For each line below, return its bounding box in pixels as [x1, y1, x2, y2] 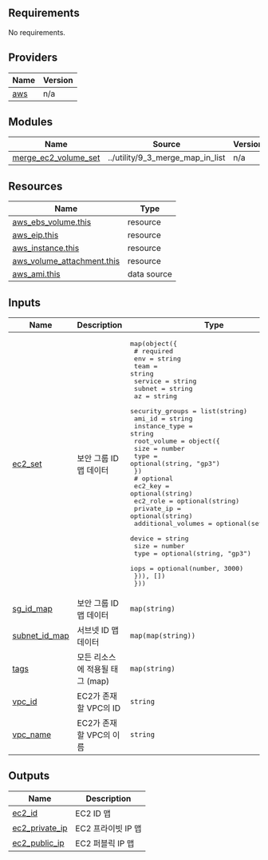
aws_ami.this [12, 269, 61, 280]
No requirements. [8, 27, 66, 37]
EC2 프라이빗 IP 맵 [75, 822, 142, 834]
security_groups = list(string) [130, 407, 248, 416]
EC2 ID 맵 [75, 807, 112, 818]
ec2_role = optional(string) [134, 497, 240, 506]
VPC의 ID [86, 703, 121, 714]
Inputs [8, 296, 41, 309]
